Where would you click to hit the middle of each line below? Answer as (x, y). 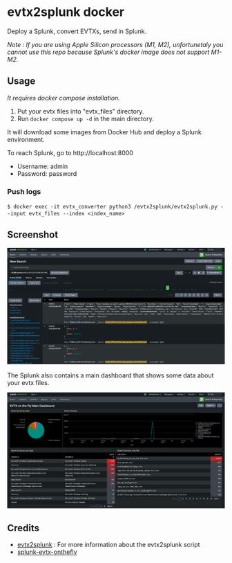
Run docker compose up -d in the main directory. (85, 118)
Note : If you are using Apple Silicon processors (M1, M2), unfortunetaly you (115, 44)
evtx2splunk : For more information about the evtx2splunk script (108, 545)
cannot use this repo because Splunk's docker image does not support (108, 52)
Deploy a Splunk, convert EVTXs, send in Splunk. (77, 31)
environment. (26, 139)
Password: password (47, 173)
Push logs (24, 191)
